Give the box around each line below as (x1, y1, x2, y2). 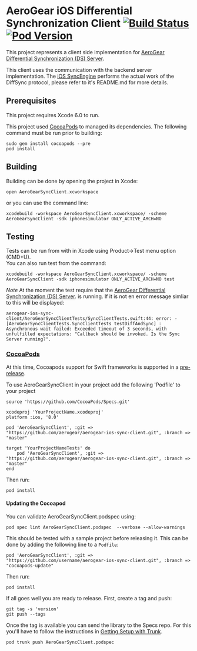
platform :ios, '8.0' (6, 414, 59, 420)
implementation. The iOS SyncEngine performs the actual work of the (6, 72, 175, 80)
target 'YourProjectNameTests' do (6, 445, 91, 451)
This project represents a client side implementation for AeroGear (6, 48, 165, 55)
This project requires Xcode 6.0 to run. (6, 111, 100, 118)
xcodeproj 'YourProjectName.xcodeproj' (6, 409, 104, 415)
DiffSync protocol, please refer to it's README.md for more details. (6, 78, 169, 86)
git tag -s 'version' (6, 606, 59, 612)
